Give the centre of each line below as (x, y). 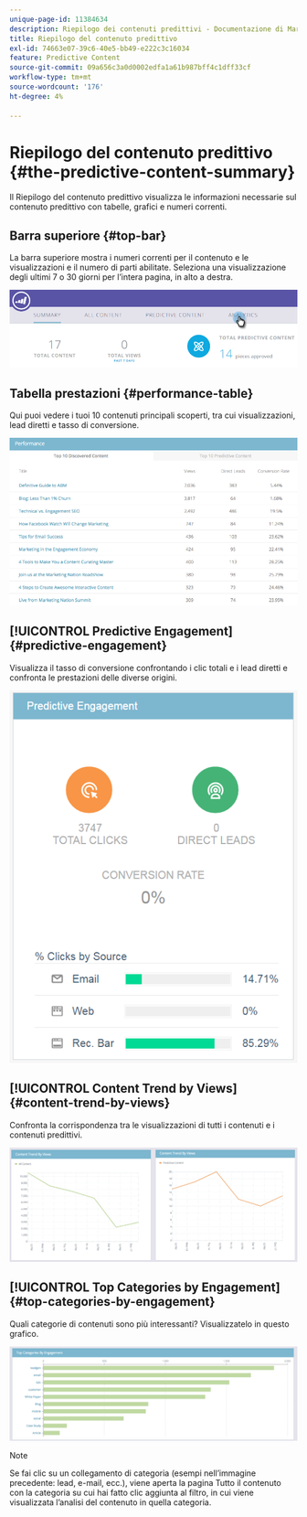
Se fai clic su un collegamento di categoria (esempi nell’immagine (133, 1473)
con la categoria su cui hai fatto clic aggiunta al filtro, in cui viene (132, 1493)
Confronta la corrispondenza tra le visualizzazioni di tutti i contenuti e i (143, 1125)
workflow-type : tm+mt (51, 78)
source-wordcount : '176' (57, 87)
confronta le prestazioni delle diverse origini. (94, 678)
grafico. (24, 1333)
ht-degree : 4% (37, 96)
